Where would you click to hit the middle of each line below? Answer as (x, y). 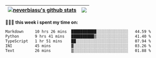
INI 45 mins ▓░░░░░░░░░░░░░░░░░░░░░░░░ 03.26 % (78, 46)
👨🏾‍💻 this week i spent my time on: (42, 22)
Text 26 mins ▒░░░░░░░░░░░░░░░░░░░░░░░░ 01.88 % (78, 50)
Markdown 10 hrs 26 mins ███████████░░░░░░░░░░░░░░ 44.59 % (78, 32)
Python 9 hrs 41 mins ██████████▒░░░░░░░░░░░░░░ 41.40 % (78, 36)
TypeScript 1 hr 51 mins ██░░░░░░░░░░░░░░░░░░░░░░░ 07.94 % (78, 41)
